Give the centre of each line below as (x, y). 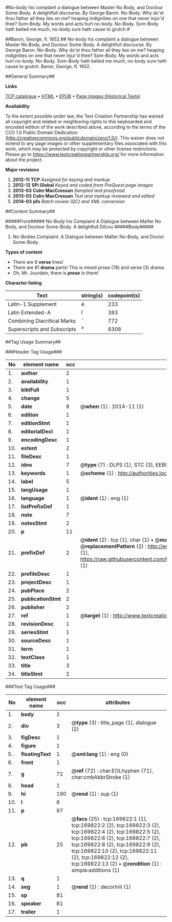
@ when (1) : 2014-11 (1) (112, 406)
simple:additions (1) (95, 870)
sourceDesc (36, 641)
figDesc (31, 737)
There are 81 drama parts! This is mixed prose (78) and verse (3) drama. (89, 267)
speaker (31, 904)
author (29, 373)
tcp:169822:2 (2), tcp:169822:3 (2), (116, 825)
